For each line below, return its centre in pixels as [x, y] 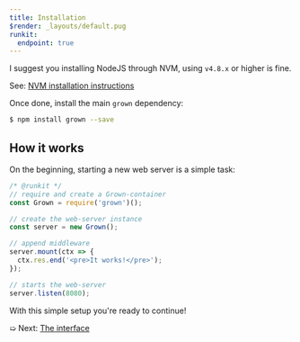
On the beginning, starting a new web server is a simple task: [122, 169]
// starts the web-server [57, 284]
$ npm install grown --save [62, 120]
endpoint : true [46, 43]
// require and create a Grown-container [88, 194]
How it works [47, 148]
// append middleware [50, 244]
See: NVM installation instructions [72, 85]
